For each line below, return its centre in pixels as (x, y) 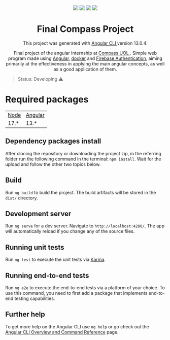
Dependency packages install (53, 141)
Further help (25, 314)
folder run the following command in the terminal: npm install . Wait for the (83, 159)
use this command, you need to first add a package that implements (76, 293)
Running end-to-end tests (47, 275)
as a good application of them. (85, 69)
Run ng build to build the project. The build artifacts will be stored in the (81, 192)
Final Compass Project (85, 29)
